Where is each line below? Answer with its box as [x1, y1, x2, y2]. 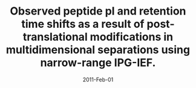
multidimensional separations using [5, 43, 191, 57]
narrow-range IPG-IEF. [40, 56, 156, 70]
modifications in [90, 30, 174, 44]
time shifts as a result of [21, 17, 145, 31]
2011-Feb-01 [82, 76, 114, 83]
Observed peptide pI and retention [10, 4, 186, 18]
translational [22, 30, 88, 44]
